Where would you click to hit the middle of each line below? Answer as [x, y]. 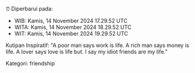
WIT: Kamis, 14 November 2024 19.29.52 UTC [71, 33]
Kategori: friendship [30, 63]
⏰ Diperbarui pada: [29, 9]
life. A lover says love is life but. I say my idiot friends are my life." [87, 52]
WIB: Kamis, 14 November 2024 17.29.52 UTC [71, 21]
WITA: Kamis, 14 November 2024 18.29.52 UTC [73, 27]
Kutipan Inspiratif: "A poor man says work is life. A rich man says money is [97, 45]
